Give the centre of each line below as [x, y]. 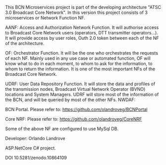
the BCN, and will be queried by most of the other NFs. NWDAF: [70, 100]
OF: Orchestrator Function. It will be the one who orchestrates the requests [82, 53]
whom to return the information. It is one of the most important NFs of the [80, 69]
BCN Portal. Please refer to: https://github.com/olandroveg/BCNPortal [76, 109]
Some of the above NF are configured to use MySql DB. [62, 129]
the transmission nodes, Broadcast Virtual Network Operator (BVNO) [75, 89]
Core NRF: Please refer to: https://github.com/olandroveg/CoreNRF [74, 119]
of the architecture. [25, 43]
